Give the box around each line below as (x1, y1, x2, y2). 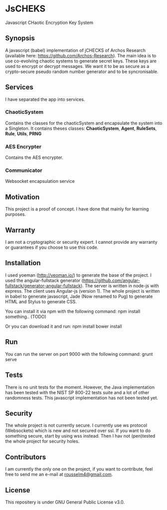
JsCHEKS (5, 3, 46, 14)
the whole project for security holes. (5, 438, 80, 445)
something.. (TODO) (5, 313, 46, 320)
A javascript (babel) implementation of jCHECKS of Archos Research (5, 47, 146, 53)
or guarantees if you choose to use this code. (5, 244, 99, 250)
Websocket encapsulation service (5, 178, 75, 184)
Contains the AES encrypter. (5, 154, 63, 160)
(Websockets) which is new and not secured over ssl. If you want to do (5, 428, 151, 434)
